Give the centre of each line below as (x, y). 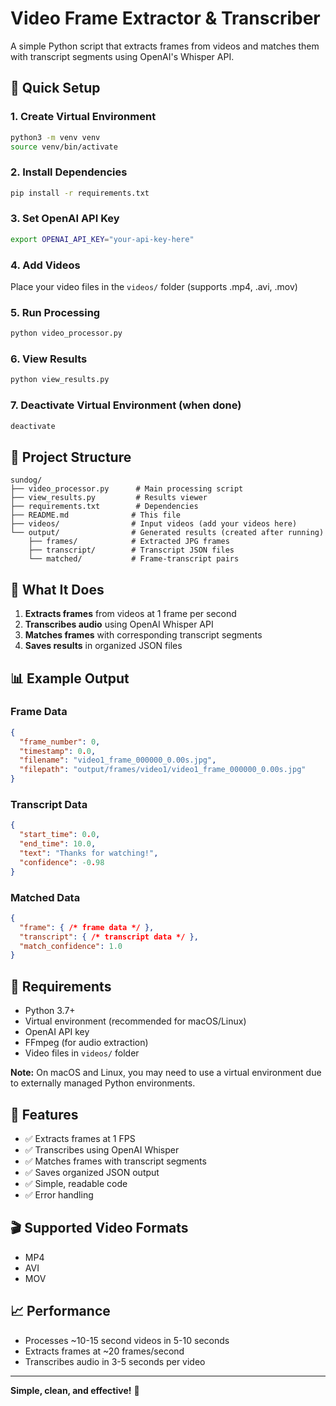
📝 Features (44, 1114)
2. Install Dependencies (69, 172)
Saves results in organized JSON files (103, 646)
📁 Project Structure (71, 457)
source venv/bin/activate (64, 147)
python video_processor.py (66, 333)
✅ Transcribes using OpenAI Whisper (102, 1149)
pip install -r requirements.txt (80, 193)
